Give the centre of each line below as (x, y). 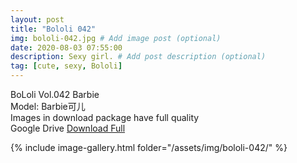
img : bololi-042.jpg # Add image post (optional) (116, 38)
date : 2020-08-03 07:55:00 (66, 47)
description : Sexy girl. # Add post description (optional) (138, 57)
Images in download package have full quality (105, 117)
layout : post (37, 19)
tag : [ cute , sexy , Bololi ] (66, 66)
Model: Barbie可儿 (48, 106)
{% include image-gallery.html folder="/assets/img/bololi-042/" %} (149, 147)
